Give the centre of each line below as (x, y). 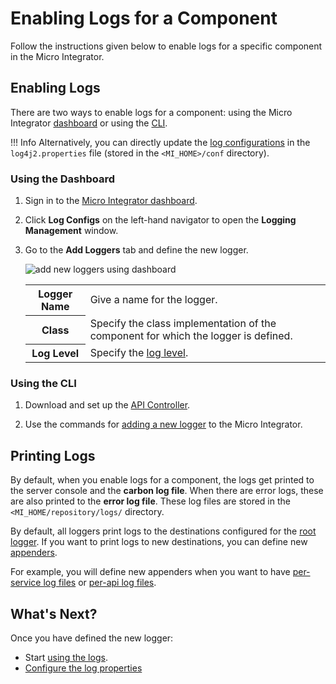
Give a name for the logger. (153, 300)
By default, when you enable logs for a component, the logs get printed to (162, 480)
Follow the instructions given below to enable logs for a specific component (166, 46)
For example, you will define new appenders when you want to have (150, 572)
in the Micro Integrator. (57, 56)
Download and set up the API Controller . (107, 405)
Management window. (71, 231)
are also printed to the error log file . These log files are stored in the (150, 501)
